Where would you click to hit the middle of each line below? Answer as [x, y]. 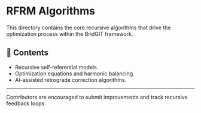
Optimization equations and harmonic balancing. [74, 74]
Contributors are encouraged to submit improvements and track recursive [97, 97]
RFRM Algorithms [51, 11]
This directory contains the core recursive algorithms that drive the [89, 28]
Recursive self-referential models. [57, 67]
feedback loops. [26, 103]
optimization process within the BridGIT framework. [70, 33]
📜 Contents [28, 53]
